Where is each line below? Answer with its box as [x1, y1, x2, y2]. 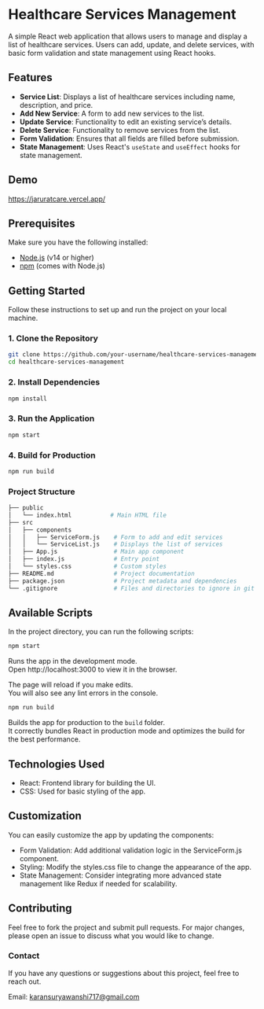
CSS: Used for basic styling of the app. [19, 786, 146, 796]
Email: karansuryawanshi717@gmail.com [8, 992, 140, 1001]
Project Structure [8, 486, 75, 497]
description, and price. [19, 100, 93, 109]
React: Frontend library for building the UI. [19, 778, 156, 787]
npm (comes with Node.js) [19, 261, 106, 271]
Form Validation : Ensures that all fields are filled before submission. [19, 134, 240, 143]
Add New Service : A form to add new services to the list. [19, 109, 205, 118]
